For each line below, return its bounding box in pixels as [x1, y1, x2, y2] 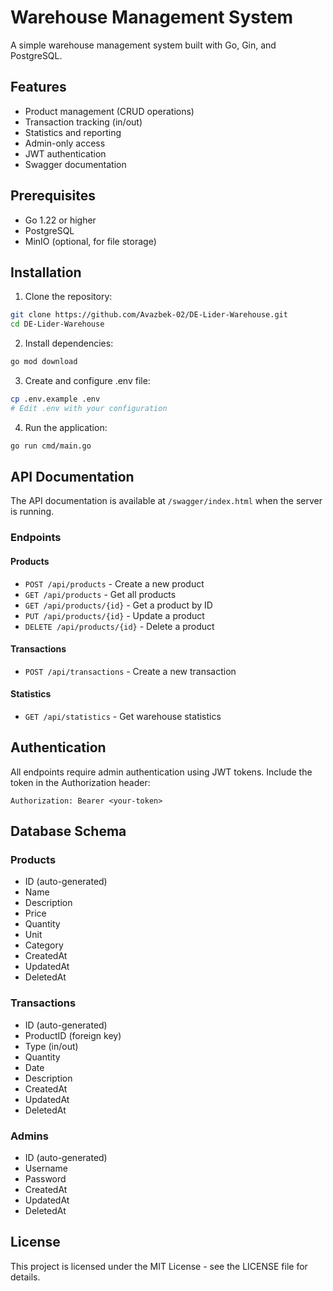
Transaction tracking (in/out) [24, 116, 143, 128]
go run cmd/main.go [10, 441, 92, 451]
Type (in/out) [24, 1040, 79, 1052]
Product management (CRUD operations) [24, 105, 195, 117]
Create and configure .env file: [24, 375, 151, 386]
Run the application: [24, 421, 108, 433]
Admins [10, 1129, 49, 1143]
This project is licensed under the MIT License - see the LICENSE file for [10, 1260, 308, 1272]
